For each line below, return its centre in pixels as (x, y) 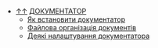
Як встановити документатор (76, 19)
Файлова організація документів (82, 27)
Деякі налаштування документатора (88, 36)
